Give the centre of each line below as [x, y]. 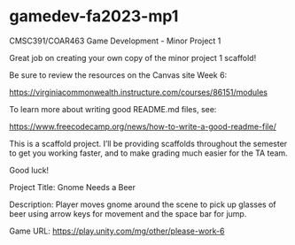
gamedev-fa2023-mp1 [94, 16]
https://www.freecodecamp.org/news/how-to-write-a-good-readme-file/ [143, 126]
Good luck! [29, 170]
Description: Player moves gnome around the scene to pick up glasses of [143, 204]
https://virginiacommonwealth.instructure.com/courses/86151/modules [139, 92]
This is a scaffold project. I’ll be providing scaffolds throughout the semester [148, 143]
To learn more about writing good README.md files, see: [113, 109]
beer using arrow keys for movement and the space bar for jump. [128, 213]
